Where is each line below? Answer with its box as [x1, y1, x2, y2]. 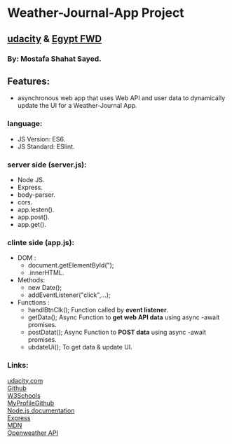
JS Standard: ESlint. [17, 142, 75, 151]
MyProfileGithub [7, 398, 55, 407]
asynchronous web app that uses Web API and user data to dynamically [17, 94, 226, 102]
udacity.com [7, 376, 43, 384]
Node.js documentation [7, 406, 75, 415]
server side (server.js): [7, 160, 87, 169]
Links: [7, 361, 29, 370]
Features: [7, 75, 50, 87]
